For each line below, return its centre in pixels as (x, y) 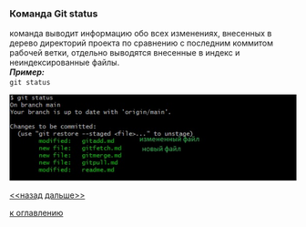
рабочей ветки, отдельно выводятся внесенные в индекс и (125, 53)
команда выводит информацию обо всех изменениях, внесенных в (141, 34)
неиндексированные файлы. (65, 63)
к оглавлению (36, 212)
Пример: (27, 72)
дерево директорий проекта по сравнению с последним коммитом (141, 43)
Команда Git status (54, 14)
